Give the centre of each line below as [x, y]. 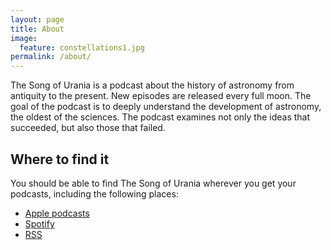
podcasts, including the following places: [94, 193]
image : [24, 38]
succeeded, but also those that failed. [88, 128]
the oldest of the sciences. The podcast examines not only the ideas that [160, 117]
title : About [37, 29]
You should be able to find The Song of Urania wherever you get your [153, 183]
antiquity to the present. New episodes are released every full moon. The [161, 96]
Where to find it [60, 159]
